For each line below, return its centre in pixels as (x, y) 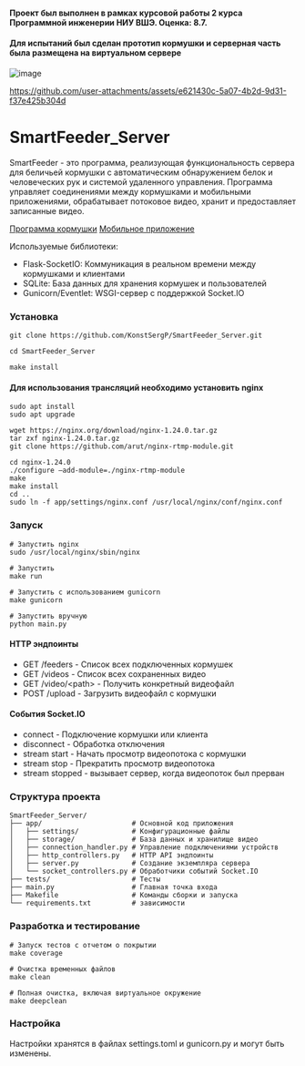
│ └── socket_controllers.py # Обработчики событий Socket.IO (134, 871)
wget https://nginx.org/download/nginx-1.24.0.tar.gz (114, 431)
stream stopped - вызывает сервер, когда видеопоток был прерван (153, 773)
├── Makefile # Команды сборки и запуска (124, 896)
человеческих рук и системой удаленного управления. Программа (141, 181)
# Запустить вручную (49, 616)
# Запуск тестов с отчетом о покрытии (83, 945)
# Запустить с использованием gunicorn (85, 592)
